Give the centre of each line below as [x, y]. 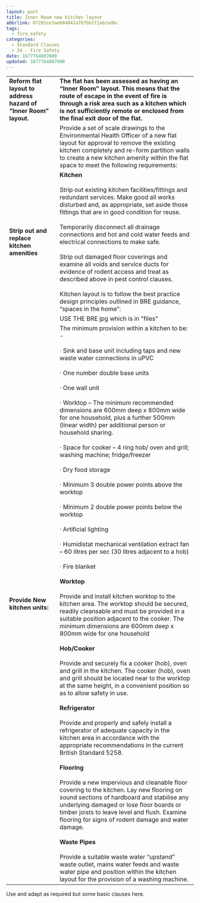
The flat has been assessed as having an [119, 81]
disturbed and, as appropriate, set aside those [124, 204]
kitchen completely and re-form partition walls [125, 150]
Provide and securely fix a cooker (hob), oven [123, 663]
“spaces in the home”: [90, 309]
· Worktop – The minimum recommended [116, 403]
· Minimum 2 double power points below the [121, 507]
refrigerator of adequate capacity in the [115, 730]
